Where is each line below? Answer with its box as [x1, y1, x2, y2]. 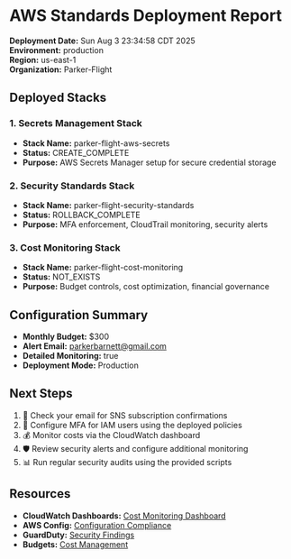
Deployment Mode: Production [22, 360, 140, 371]
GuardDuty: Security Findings [22, 529, 135, 540]
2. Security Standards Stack [9, 179, 135, 192]
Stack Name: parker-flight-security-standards [22, 199, 195, 210]
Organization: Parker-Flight [9, 64, 113, 75]
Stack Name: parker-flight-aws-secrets [22, 137, 170, 149]
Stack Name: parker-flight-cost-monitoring [22, 262, 184, 273]
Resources [9, 486, 71, 501]
